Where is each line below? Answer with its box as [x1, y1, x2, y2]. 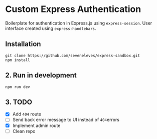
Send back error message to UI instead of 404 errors [12, 116, 119, 123]
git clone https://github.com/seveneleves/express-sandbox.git [5, 53, 140, 58]
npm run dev [5, 84, 30, 89]
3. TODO [5, 97, 33, 106]
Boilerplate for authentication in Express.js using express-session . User [5, 20, 152, 26]
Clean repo [12, 128, 36, 134]
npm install [5, 57, 30, 62]
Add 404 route [12, 111, 42, 117]
